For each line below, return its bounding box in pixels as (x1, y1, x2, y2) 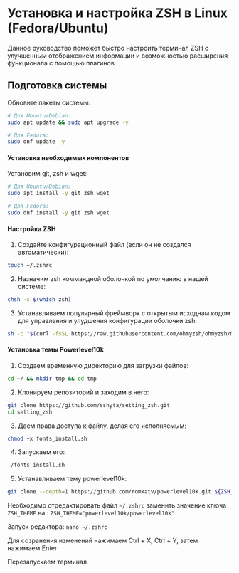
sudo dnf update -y (7, 138, 65, 145)
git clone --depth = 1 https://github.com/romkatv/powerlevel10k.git (7, 488, 212, 495)
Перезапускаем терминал (7, 557, 87, 567)
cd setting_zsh (7, 408, 53, 416)
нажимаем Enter (7, 544, 58, 552)
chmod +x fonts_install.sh (7, 435, 87, 442)
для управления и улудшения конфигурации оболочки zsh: (17, 316, 198, 325)
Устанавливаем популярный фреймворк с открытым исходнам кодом (17, 308, 231, 317)
